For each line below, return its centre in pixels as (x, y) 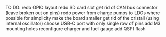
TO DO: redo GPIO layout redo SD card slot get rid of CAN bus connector (81, 7)
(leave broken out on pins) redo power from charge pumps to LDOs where (83, 13)
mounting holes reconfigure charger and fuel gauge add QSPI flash (75, 29)
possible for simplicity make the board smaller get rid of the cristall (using (82, 18)
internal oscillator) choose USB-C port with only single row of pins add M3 (83, 23)
